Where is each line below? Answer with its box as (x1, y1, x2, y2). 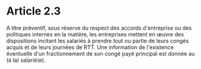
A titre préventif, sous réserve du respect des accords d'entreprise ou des (6, 24, 192, 31)
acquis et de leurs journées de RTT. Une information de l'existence (6, 44, 174, 51)
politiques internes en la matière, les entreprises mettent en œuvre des (6, 30, 185, 38)
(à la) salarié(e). (6, 56, 46, 64)
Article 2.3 (6, 4, 61, 18)
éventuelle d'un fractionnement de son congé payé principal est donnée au (6, 50, 195, 57)
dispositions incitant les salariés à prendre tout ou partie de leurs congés (6, 37, 189, 44)
